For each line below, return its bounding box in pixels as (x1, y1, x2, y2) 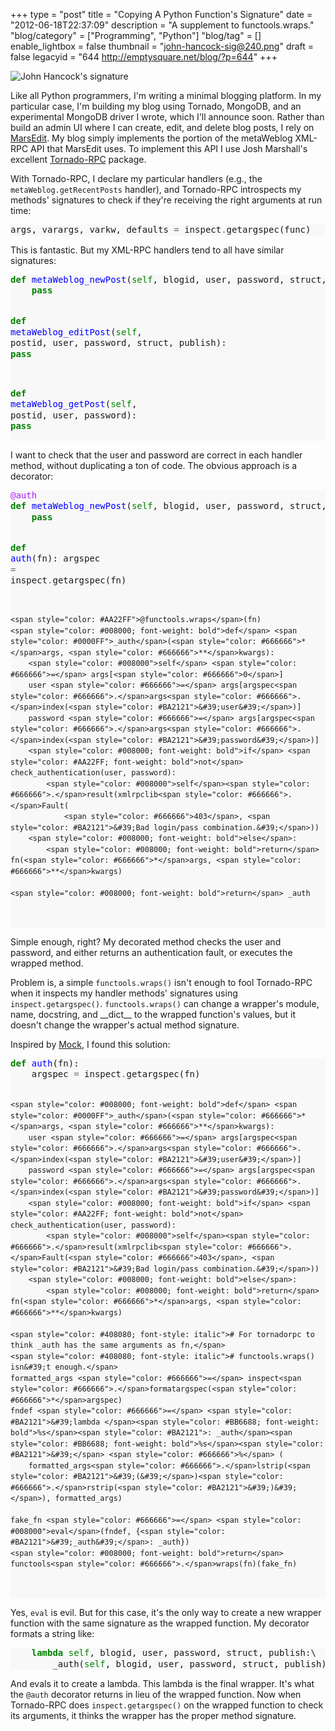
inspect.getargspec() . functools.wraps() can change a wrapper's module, (10, 997, 320, 1009)
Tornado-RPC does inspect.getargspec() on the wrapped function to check (10, 1699, 324, 1711)
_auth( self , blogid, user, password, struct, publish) (52, 1658, 327, 1669)
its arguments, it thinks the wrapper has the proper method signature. (10, 1710, 297, 1721)
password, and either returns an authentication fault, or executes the (10, 946, 293, 958)
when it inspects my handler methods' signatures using (10, 987, 238, 999)
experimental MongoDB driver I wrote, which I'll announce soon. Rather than (10, 111, 325, 123)
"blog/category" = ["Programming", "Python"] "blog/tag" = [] (10, 30, 262, 41)
